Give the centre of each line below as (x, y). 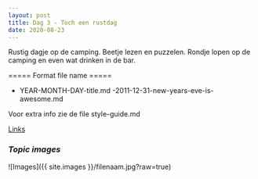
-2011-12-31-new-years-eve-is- (163, 91)
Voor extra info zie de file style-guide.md (74, 114)
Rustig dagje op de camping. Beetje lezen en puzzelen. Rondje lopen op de (129, 52)
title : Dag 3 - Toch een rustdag (63, 23)
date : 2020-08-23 (36, 30)
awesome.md (42, 99)
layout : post (29, 15)
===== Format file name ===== (60, 76)
